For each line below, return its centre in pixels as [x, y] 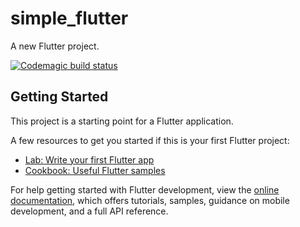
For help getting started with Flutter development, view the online [145, 189]
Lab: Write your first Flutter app [89, 159]
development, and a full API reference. [89, 211]
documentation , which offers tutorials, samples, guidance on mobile [150, 200]
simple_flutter [69, 18]
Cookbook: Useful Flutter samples [95, 170]
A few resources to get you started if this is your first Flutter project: [150, 140]
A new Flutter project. [55, 46]
